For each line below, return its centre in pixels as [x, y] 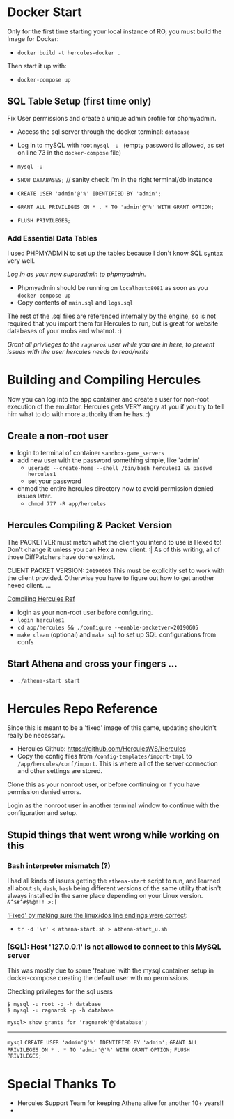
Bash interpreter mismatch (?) [59, 865]
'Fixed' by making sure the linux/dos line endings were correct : [97, 915]
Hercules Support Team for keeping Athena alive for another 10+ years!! [120, 1103]
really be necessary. [36, 736]
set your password [54, 481]
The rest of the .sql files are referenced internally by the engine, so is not [112, 316]
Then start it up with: [37, 66]
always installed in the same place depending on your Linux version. [105, 896]
